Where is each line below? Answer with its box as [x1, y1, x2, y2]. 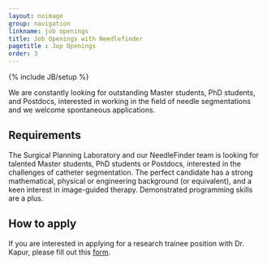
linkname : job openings [8, 27, 89, 35]
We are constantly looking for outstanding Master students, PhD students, [8, 88, 256, 98]
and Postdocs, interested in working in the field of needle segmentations [8, 97, 252, 106]
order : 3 [8, 50, 38, 58]
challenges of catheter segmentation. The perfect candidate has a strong [8, 167, 253, 177]
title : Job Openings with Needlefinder [8, 34, 144, 43]
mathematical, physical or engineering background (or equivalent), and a [8, 176, 252, 185]
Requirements [8, 128, 81, 142]
